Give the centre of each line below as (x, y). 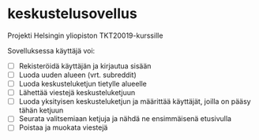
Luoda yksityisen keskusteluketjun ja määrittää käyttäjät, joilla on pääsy (135, 101)
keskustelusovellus (72, 14)
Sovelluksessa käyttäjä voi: (51, 50)
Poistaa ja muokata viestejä (63, 127)
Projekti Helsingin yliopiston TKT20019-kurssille (85, 35)
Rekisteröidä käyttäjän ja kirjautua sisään (85, 66)
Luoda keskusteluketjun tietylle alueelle (83, 84)
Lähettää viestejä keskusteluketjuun (77, 93)
